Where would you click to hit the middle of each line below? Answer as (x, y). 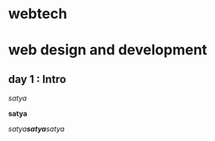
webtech (38, 14)
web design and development (108, 50)
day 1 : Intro (37, 79)
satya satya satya (36, 129)
